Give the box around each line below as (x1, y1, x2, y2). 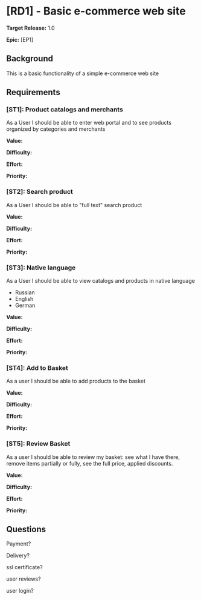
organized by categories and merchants (6, 125, 106, 133)
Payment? (6, 540, 31, 547)
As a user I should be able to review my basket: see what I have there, (6, 453, 180, 461)
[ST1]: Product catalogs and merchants (6, 105, 124, 114)
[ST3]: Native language (6, 263, 76, 272)
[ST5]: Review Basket (6, 440, 71, 448)
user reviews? (6, 575, 41, 582)
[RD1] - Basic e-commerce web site (6, 4, 186, 18)
